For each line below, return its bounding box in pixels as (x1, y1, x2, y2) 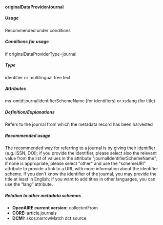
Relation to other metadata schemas (5, 193, 81, 198)
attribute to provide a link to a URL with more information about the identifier (5, 166, 159, 172)
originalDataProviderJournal (5, 4, 64, 10)
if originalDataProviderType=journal (5, 51, 77, 57)
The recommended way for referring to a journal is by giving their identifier (5, 145, 156, 151)
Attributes (5, 86, 26, 91)
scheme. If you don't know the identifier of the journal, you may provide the (5, 171, 157, 177)
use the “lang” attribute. (5, 181, 53, 187)
